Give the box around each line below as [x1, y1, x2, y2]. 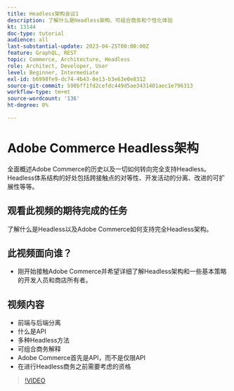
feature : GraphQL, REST [7, 50, 77, 57]
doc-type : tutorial [7, 29, 65, 37]
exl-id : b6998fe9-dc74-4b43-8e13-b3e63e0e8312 [7, 75, 146, 83]
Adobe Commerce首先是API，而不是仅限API [17, 354, 146, 362]
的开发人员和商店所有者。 [17, 276, 92, 284]
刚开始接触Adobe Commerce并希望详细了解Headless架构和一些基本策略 [17, 267, 227, 276]
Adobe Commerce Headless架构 [7, 140, 199, 157]
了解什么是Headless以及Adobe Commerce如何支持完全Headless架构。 [7, 225, 213, 233]
